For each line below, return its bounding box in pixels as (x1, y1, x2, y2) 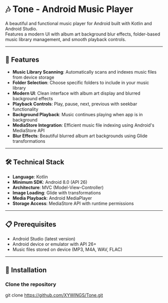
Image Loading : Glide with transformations (12, 189, 101, 196)
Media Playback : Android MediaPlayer (12, 195, 92, 201)
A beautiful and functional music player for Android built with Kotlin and (5, 20, 152, 26)
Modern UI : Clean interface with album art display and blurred (12, 90, 140, 96)
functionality (12, 106, 38, 112)
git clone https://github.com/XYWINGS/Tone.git (5, 292, 103, 298)
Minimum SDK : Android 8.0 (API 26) (12, 179, 87, 185)
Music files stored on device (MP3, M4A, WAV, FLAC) (12, 246, 122, 252)
